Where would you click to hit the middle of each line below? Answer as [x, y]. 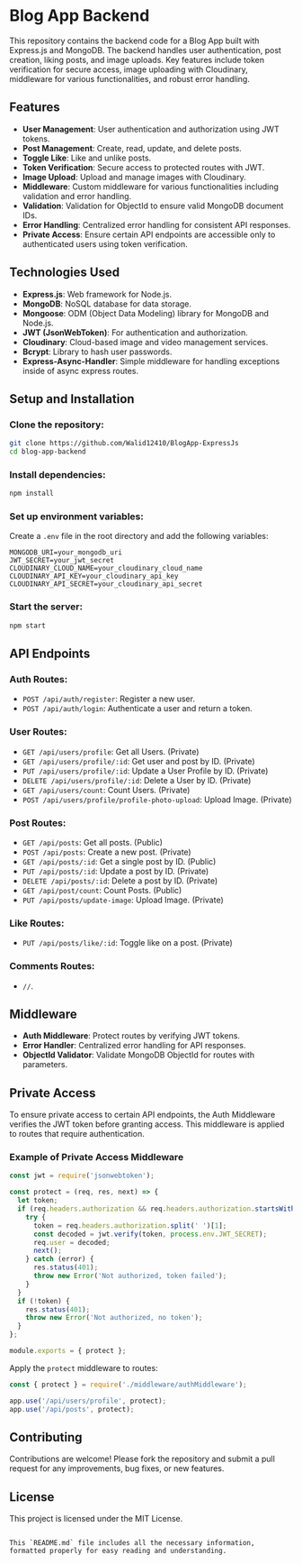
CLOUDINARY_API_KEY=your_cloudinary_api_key [94, 576]
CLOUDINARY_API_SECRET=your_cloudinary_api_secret [106, 584]
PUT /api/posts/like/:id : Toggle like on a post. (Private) [128, 943]
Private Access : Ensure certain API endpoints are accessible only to [149, 234]
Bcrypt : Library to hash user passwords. [97, 352]
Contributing [46, 1437]
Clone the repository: [57, 425]
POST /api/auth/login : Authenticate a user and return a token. [138, 709]
